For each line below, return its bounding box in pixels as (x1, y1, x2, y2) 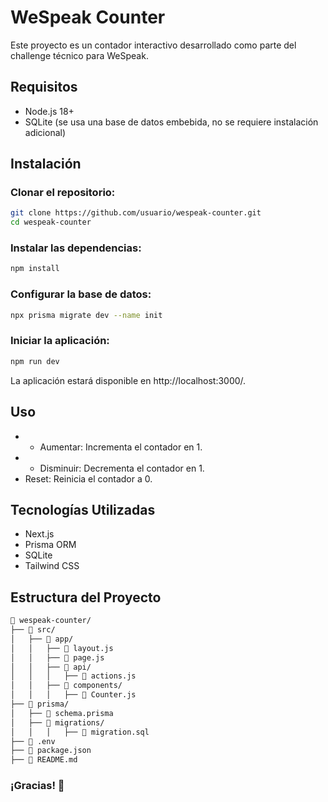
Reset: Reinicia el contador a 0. (24, 472, 153, 485)
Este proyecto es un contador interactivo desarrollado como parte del (10, 39, 297, 51)
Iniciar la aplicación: (10, 334, 110, 348)
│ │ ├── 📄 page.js (10, 652, 105, 663)
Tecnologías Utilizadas (10, 501, 156, 518)
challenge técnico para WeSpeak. (10, 49, 149, 61)
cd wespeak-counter (10, 217, 92, 228)
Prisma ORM (24, 539, 77, 551)
